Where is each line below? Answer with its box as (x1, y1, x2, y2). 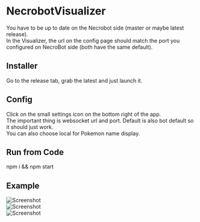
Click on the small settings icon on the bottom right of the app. (6, 110, 161, 118)
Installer (6, 61, 38, 71)
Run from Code (6, 147, 64, 157)
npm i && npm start (6, 163, 54, 170)
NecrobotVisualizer (6, 4, 106, 18)
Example (6, 180, 40, 191)
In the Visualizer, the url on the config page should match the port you (6, 37, 180, 44)
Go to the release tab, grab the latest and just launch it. (6, 77, 143, 84)
